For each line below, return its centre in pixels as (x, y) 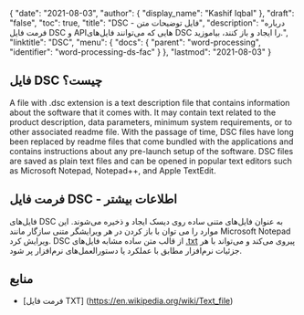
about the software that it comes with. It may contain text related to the (143, 112)
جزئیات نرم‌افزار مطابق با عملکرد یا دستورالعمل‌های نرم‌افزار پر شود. (126, 250)
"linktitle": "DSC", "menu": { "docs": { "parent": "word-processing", (136, 42)
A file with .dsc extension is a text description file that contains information (150, 102)
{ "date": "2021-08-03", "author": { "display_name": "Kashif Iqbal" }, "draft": (152, 13)
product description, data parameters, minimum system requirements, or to (151, 121)
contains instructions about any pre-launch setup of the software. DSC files (152, 151)
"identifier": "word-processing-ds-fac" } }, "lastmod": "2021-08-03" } (141, 52)
